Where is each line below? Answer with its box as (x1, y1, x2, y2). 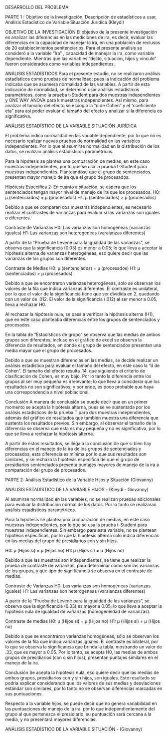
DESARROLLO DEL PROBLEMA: (5, 5, 70, 10)
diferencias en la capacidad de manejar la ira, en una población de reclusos (5, 40, 161, 46)
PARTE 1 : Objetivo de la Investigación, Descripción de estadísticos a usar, (5, 14, 157, 20)
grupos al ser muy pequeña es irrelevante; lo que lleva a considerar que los (5, 379, 160, 385)
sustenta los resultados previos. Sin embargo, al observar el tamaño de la (5, 420, 156, 426)
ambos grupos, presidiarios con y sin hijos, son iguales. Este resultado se (5, 675, 156, 680)
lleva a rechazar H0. (5, 301, 46, 307)
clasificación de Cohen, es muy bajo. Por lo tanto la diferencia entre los (5, 373, 152, 379)
